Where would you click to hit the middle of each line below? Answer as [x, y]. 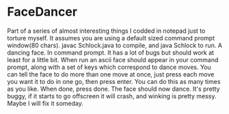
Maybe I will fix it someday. [45, 103]
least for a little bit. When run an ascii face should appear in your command [113, 59]
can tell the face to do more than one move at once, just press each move [111, 74]
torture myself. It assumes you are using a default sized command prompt [111, 38]
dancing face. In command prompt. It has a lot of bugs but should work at [110, 53]
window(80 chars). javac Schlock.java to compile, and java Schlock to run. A [114, 45]
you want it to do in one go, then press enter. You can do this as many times [114, 81]
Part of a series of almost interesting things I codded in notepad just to [106, 31]
